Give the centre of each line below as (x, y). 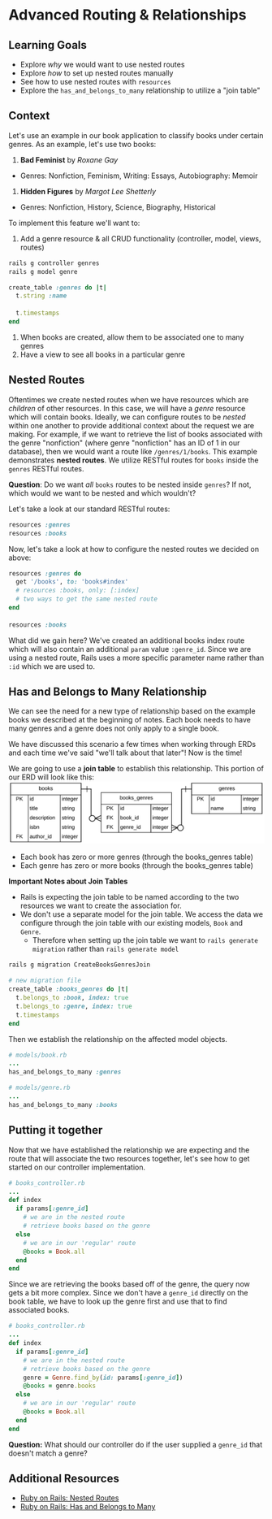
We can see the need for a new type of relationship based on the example (132, 711)
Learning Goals (48, 45)
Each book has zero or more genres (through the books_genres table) (137, 857)
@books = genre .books (59, 1386)
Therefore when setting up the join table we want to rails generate (145, 940)
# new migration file (45, 981)
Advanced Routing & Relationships (127, 15)
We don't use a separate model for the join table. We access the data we (142, 914)
